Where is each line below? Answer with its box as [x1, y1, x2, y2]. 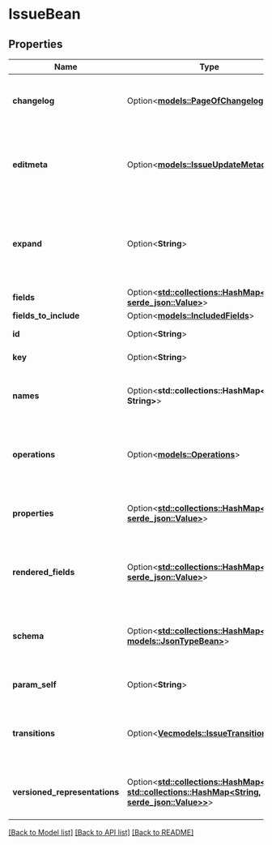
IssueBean [8, 5, 81, 24]
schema [12, 630, 45, 641]
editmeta [12, 159, 49, 170]
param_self [12, 679, 57, 690]
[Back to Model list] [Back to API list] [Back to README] [8, 828, 194, 837]
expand [12, 238, 43, 249]
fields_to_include [12, 310, 80, 321]
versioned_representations [12, 787, 120, 797]
